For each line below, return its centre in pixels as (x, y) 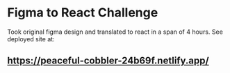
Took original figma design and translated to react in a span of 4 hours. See (115, 32)
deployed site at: (31, 39)
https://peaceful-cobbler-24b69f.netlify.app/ (108, 61)
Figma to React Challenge (83, 13)
